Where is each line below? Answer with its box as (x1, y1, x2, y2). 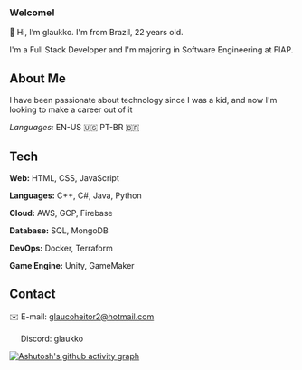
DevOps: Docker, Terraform (9, 242, 113, 253)
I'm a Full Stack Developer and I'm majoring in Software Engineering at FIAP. (9, 44, 294, 55)
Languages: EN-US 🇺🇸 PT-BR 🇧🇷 (9, 122, 140, 133)
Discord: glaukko (20, 333, 84, 344)
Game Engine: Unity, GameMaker (9, 260, 135, 270)
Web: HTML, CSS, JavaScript (9, 172, 119, 183)
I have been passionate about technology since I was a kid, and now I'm (9, 95, 278, 106)
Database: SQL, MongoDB (9, 224, 109, 236)
